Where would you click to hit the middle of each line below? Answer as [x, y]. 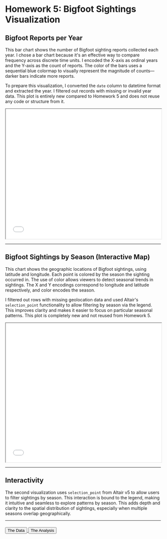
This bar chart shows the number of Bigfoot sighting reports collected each [82, 50]
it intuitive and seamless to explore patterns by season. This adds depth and [83, 503]
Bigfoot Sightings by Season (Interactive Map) [78, 257]
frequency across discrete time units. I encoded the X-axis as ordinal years [82, 60]
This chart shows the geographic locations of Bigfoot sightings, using [76, 269]
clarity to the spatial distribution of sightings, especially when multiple [76, 508]
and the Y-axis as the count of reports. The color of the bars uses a [74, 66]
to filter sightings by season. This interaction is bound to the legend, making [82, 497]
